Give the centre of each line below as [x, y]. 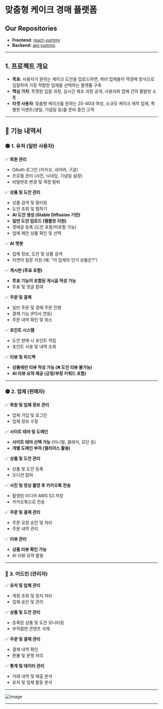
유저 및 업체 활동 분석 [32, 682]
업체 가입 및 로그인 [30, 415]
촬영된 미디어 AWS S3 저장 [38, 495]
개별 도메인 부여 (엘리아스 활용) [41, 448]
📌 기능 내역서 [24, 131]
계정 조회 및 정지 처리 [32, 596]
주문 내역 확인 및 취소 [32, 320]
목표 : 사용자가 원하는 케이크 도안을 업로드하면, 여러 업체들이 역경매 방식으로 [83, 79]
